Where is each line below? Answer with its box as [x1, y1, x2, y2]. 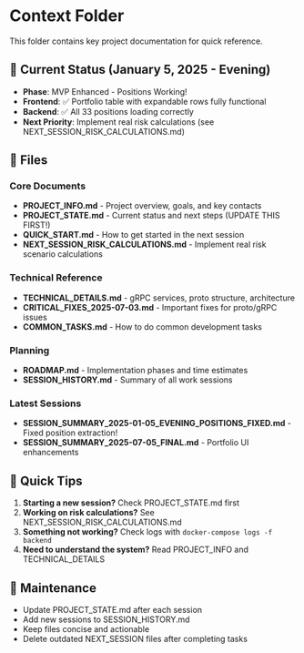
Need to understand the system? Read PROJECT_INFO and [22, 544, 248, 556]
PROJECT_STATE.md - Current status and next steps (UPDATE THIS [22, 210, 280, 221]
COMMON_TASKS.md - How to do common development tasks [22, 321, 262, 332]
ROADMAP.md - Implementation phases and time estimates [22, 365, 248, 376]
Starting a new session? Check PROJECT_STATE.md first [22, 497, 239, 508]
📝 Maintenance [9, 580, 97, 596]
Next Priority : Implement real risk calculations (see [22, 116, 215, 128]
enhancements [22, 447, 79, 458]
